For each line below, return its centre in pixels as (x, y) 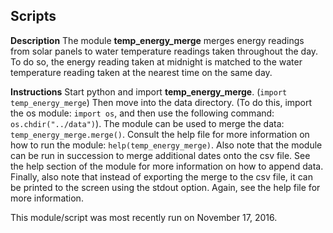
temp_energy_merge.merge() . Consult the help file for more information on (160, 134)
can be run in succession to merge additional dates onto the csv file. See (160, 155)
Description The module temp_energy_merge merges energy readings (157, 40)
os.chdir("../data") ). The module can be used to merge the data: (147, 123)
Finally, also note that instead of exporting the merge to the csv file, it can (161, 176)
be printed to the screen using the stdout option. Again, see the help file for (165, 187)
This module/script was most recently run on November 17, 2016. (144, 217)
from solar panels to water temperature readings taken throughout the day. (164, 51)
